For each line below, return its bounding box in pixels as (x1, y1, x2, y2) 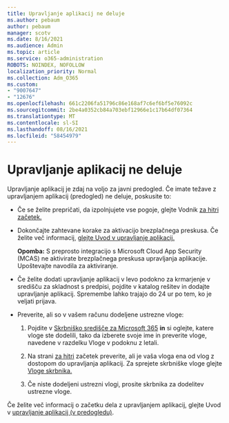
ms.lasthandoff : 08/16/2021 (7, 126, 88, 133)
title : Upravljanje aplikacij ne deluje (7, 10, 126, 17)
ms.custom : (7, 81, 39, 88)
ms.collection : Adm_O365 (7, 74, 79, 82)
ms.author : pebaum (7, 17, 60, 23)
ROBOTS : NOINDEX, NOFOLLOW (7, 62, 85, 68)
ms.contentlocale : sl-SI (7, 119, 79, 126)
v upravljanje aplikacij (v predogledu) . (7, 408, 114, 417)
